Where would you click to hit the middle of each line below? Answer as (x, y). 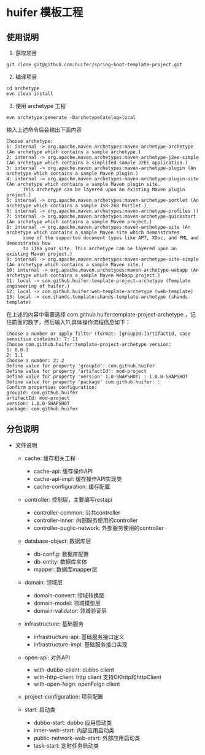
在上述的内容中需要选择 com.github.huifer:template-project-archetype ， (99, 314)
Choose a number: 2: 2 (35, 361)
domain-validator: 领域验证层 (70, 610)
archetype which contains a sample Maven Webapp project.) (83, 275)
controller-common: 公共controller (77, 512)
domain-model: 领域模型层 (67, 603)
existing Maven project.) (39, 254)
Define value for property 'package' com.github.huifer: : (83, 382)
